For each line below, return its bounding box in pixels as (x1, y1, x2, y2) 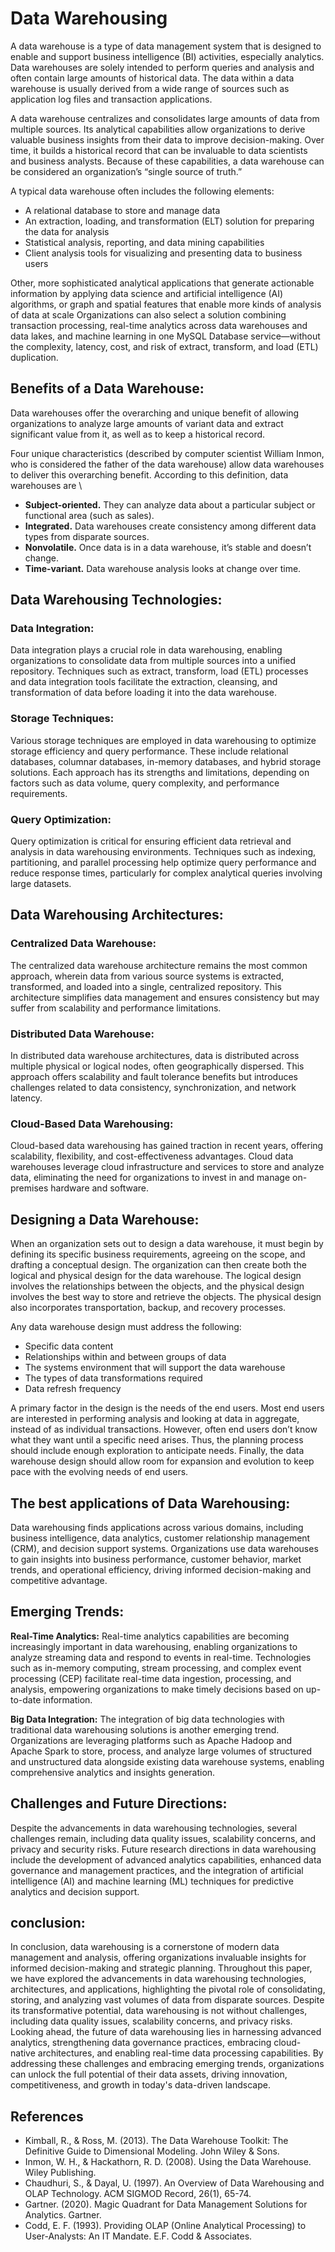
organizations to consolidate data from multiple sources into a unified (10, 655, 297, 667)
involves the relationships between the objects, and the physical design (10, 1280, 305, 1292)
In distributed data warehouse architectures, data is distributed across (10, 1050, 300, 1062)
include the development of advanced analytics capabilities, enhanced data (10, 1853, 322, 1866)
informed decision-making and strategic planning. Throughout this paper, (10, 1962, 313, 1974)
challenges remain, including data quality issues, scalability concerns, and (10, 1832, 317, 1844)
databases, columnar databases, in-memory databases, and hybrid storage (10, 755, 322, 767)
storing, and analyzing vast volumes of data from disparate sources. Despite (10, 1994, 325, 2006)
